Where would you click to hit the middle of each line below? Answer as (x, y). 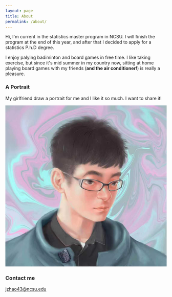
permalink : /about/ (26, 21)
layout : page (19, 11)
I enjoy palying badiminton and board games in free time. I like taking (78, 58)
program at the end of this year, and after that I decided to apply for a (79, 42)
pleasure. (15, 74)
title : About (19, 16)
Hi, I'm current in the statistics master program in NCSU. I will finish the (80, 37)
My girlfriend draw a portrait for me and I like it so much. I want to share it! (84, 98)
